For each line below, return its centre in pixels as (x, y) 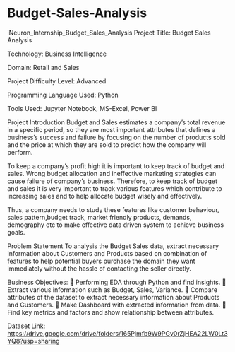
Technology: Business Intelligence (57, 54)
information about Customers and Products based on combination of (107, 253)
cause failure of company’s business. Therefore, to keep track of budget (112, 181)
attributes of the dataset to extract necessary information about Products (114, 297)
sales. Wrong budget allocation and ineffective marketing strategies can (112, 173)
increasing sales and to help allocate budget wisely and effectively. (105, 196)
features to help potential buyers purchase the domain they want (101, 261)
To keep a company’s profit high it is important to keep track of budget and (116, 166)
